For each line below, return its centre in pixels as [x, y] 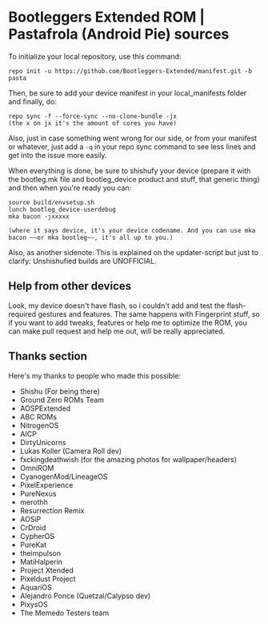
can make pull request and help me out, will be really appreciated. [117, 331]
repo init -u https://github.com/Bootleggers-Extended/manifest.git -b [130, 71]
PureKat [33, 545]
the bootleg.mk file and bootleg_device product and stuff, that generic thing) [134, 179]
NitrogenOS [39, 425]
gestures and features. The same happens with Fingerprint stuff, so [149, 314]
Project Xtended [46, 570]
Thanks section [48, 357]
